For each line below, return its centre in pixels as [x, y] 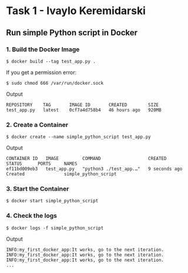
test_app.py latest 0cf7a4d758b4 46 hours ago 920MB [84, 110]
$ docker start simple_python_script [52, 201]
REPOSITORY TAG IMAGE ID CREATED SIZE [83, 105]
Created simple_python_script [61, 174]
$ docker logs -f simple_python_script [55, 228]
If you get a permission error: [41, 72]
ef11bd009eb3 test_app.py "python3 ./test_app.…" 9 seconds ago [94, 169]
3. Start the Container [38, 189]
